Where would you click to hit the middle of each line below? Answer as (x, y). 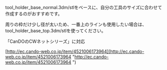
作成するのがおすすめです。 (34, 14)
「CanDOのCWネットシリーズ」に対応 (45, 41)
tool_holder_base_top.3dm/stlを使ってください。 (55, 31)
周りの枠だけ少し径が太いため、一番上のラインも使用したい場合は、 (76, 24)
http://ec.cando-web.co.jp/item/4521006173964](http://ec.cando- (76, 51)
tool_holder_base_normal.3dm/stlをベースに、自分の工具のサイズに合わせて (84, 7)
